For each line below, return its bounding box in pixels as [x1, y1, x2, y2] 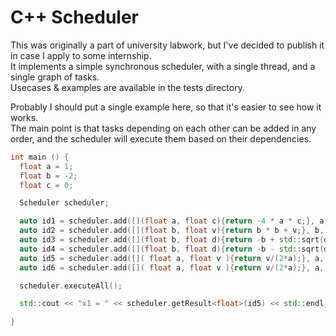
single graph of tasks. [10, 71, 100, 83]
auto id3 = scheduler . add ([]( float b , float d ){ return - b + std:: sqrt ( [19, 235, 325, 245]
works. [10, 111, 39, 123]
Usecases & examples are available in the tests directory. [10, 81, 245, 93]
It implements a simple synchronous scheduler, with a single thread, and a [10, 60, 316, 72]
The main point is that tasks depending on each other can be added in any [10, 122, 317, 134]
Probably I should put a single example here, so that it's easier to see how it [10, 101, 322, 113]
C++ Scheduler [10, 6, 140, 29]
